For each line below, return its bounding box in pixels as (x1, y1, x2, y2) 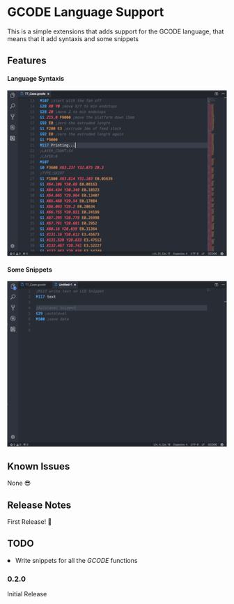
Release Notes (7, 499, 72, 511)
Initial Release (7, 590, 47, 598)
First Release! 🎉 (7, 518, 52, 526)
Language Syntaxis (7, 74, 65, 82)
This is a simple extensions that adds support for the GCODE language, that (7, 27, 224, 36)
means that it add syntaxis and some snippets (7, 34, 139, 42)
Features (7, 55, 47, 67)
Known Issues (7, 460, 70, 472)
